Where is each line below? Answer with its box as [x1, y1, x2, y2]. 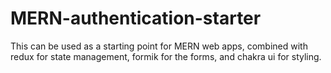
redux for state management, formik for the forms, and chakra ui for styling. [10, 50, 322, 62]
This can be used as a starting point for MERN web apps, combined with [10, 40, 308, 52]
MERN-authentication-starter [10, 7, 262, 30]
